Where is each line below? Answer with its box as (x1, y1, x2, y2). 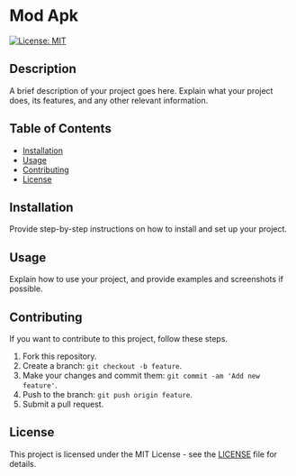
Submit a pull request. (22, 398, 104, 409)
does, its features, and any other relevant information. (9, 95, 209, 105)
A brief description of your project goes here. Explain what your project (9, 85, 274, 96)
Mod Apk (9, 5, 79, 26)
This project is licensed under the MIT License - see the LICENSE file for (9, 448, 277, 460)
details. (9, 458, 37, 469)
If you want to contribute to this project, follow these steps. (9, 334, 228, 343)
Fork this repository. (22, 351, 97, 362)
